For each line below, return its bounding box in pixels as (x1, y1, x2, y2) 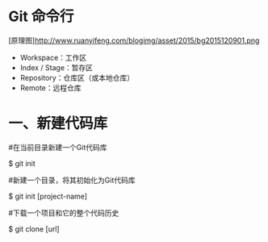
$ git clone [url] (8, 223, 60, 234)
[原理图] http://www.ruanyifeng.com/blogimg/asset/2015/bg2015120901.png (8, 35, 260, 45)
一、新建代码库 (8, 115, 108, 133)
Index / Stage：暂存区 (19, 62, 94, 73)
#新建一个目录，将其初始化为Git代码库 (8, 175, 136, 185)
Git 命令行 (8, 7, 74, 26)
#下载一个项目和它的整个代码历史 (8, 207, 119, 218)
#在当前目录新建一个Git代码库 (8, 142, 107, 152)
